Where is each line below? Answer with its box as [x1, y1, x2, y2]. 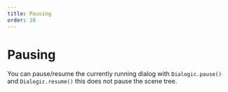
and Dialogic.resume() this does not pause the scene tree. [7, 77, 177, 86]
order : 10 [7, 17, 36, 24]
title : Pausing [7, 10, 52, 17]
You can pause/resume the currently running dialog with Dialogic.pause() [7, 70, 222, 78]
